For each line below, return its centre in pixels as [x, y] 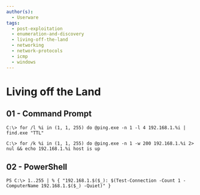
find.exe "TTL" [25, 133]
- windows [24, 62]
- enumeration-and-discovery [48, 34]
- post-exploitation [37, 28]
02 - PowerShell [37, 166]
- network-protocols [37, 51]
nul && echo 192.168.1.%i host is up [53, 148]
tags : [13, 23]
